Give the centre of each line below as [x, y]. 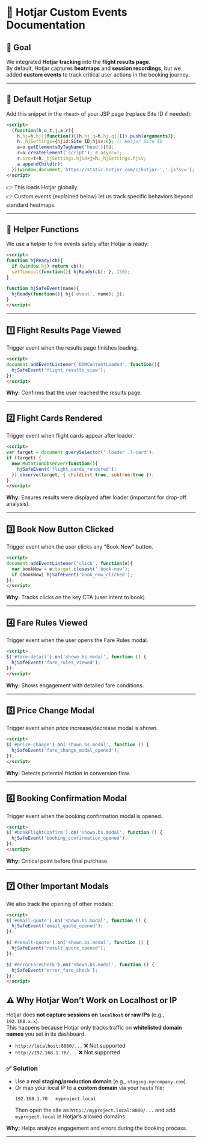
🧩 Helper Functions [43, 229]
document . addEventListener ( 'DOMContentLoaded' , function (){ [83, 364]
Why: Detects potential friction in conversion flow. [68, 773]
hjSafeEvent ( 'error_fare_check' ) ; [55, 970]
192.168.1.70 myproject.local [55, 1099]
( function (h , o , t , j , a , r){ [43, 130]
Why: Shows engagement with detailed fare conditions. [75, 685]
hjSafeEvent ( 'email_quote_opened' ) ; [57, 926]
